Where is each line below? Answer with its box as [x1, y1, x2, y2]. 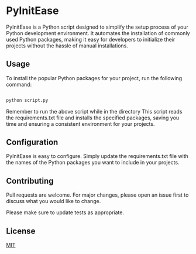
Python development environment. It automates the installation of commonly [6, 29, 190, 36]
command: [6, 81, 32, 88]
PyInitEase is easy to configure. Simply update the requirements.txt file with [6, 153, 189, 160]
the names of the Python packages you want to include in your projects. [6, 159, 180, 166]
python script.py [6, 97, 49, 103]
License [6, 226, 36, 236]
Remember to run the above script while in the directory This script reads [6, 108, 183, 115]
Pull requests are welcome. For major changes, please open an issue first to [6, 191, 189, 198]
